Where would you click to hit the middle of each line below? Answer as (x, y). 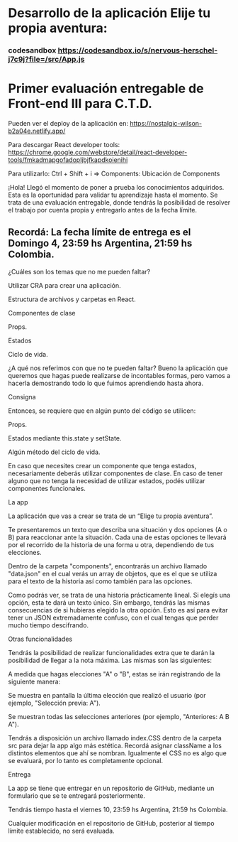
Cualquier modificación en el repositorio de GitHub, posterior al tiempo (111, 823)
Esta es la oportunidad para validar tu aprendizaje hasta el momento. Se (113, 195)
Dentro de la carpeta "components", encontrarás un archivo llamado (108, 566)
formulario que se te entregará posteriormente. (77, 795)
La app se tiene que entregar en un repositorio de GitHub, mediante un (111, 788)
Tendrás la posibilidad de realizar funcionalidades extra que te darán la (112, 652)
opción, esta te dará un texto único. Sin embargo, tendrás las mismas (109, 603)
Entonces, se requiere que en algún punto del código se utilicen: (102, 411)
